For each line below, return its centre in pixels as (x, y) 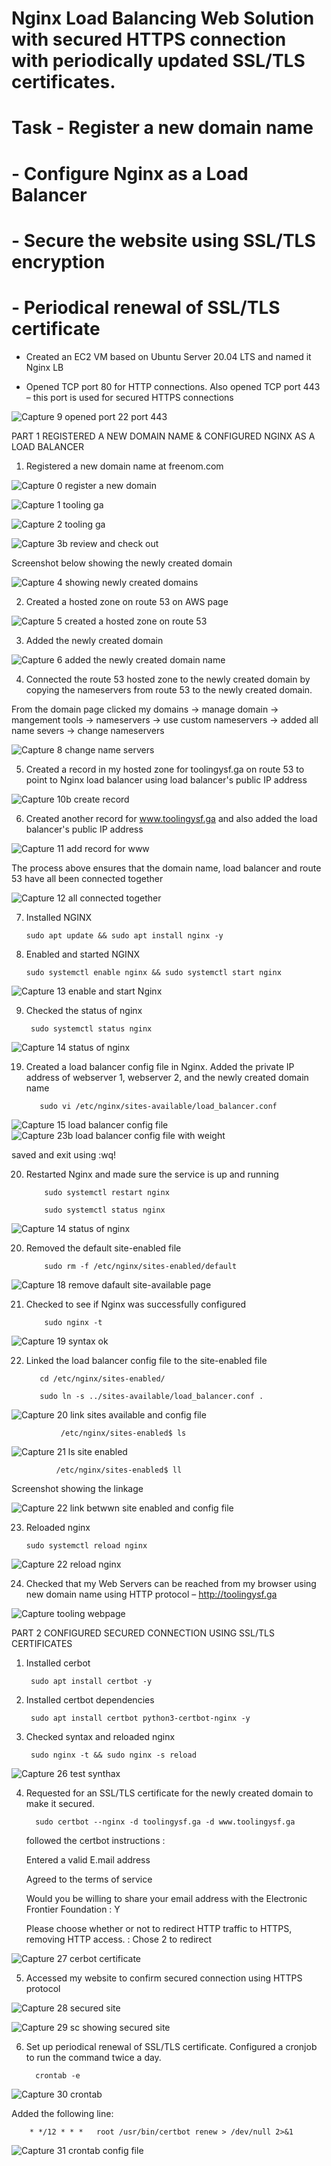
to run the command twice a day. (93, 2057)
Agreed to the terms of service (89, 1879)
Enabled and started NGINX (82, 954)
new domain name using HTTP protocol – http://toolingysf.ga (151, 1594)
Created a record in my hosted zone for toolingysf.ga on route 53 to (165, 769)
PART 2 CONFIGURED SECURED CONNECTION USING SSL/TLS (143, 1633)
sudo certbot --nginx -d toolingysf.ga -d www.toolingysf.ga (165, 1822)
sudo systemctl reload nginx (86, 1545)
